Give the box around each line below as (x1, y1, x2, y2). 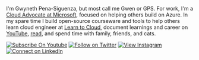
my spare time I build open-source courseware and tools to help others (6, 18, 180, 24)
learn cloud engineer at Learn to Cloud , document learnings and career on (6, 24, 188, 31)
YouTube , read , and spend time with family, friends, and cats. (6, 30, 156, 37)
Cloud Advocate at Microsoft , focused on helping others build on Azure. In (6, 11, 188, 18)
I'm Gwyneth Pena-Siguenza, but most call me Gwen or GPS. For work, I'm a (6, 5, 194, 12)
